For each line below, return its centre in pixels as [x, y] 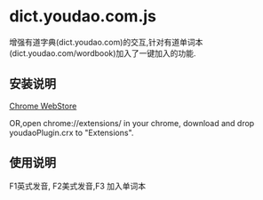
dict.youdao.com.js [83, 16]
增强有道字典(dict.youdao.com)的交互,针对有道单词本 [106, 42]
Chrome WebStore [43, 106]
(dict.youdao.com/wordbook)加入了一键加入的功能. [103, 53]
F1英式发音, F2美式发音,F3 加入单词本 [78, 186]
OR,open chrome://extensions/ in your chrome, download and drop [132, 123]
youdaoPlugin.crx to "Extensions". [72, 132]
